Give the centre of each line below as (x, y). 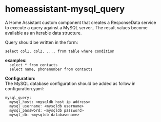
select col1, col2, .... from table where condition (60, 51)
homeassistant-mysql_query (65, 9)
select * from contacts (33, 65)
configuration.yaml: (25, 88)
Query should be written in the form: (41, 42)
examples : (16, 60)
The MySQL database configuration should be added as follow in (70, 83)
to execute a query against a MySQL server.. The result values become (76, 27)
